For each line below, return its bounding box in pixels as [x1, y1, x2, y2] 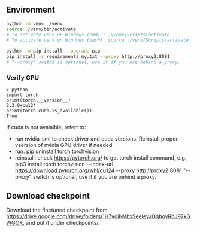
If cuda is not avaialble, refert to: [6, 124, 86, 131]
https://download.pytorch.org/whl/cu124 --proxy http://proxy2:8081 [14, 167, 182, 174]
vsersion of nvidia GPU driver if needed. [14, 142, 114, 149]
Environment [6, 5, 56, 15]
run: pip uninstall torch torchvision [14, 148, 99, 155]
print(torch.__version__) [6, 97, 71, 103]
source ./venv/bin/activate [6, 26, 77, 32]
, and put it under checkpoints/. [23, 219, 100, 227]
